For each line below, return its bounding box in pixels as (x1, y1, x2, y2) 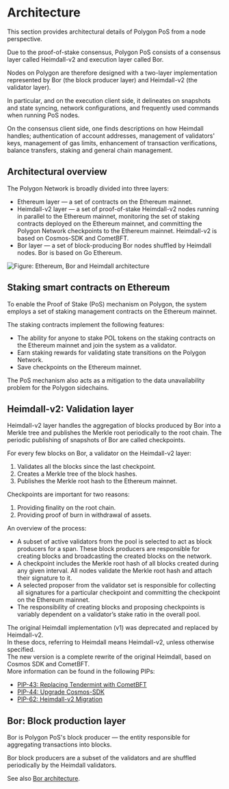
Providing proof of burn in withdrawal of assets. (16, 511, 152, 519)
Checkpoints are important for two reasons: (7, 490, 130, 498)
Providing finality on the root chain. (16, 504, 116, 512)
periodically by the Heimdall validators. (7, 761, 117, 769)
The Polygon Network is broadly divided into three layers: (7, 184, 170, 193)
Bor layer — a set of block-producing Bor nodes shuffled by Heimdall (16, 241, 212, 250)
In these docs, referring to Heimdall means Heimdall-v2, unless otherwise (7, 638, 215, 646)
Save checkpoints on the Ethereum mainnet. (16, 363, 142, 371)
